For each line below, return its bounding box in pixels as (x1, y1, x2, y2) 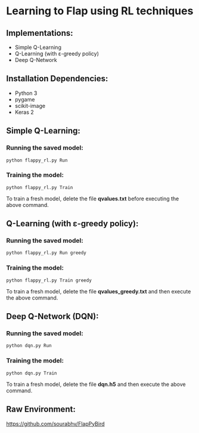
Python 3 (14, 89, 38, 97)
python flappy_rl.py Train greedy (6, 277, 92, 283)
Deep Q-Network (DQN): (6, 311, 99, 321)
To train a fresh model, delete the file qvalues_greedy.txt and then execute (6, 287, 191, 295)
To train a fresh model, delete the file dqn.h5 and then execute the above (6, 381, 186, 388)
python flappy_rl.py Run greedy (6, 250, 86, 256)
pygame (14, 95, 35, 103)
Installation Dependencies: (6, 73, 108, 84)
